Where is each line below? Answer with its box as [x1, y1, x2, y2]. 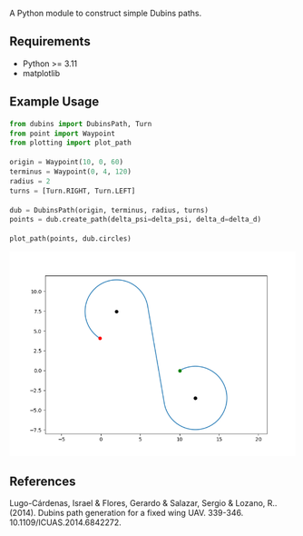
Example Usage [9, 94, 100, 110]
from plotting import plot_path [9, 138, 132, 148]
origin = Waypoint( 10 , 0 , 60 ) [9, 158, 124, 167]
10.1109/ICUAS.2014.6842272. [9, 517, 122, 528]
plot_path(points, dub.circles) [9, 234, 132, 243]
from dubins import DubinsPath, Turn [9, 119, 152, 128]
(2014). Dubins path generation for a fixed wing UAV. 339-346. [9, 508, 244, 519]
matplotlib [22, 67, 61, 78]
